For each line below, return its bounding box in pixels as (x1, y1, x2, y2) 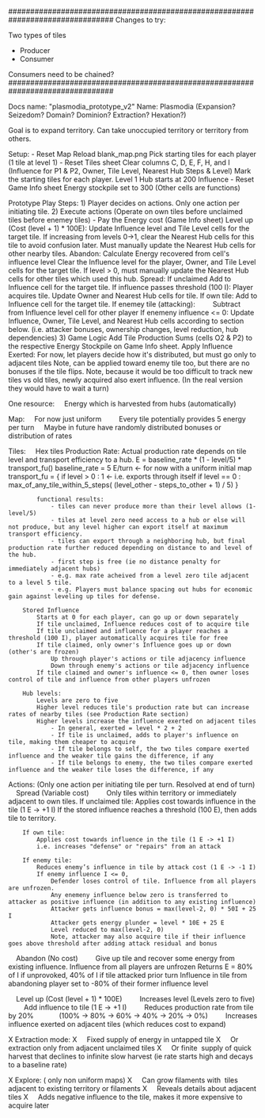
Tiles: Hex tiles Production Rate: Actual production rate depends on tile (8, 447, 247, 456)
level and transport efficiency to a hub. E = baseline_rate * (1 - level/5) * (8, 455, 242, 464)
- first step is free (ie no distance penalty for (50, 558, 221, 566)
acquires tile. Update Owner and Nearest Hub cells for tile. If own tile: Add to (8, 291, 258, 300)
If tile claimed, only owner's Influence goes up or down (36, 641, 232, 649)
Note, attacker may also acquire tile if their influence (50, 933, 246, 941)
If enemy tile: (22, 857, 73, 864)
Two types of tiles (8, 31, 66, 40)
